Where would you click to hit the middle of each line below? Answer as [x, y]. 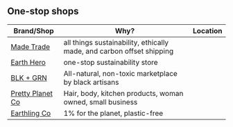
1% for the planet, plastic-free [113, 113]
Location [208, 30]
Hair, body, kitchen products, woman [123, 93]
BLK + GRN [29, 77]
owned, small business [101, 101]
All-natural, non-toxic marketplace [121, 73]
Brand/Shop [34, 30]
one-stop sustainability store [111, 62]
